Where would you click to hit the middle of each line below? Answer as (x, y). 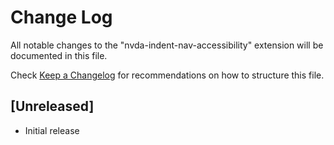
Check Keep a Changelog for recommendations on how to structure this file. (167, 75)
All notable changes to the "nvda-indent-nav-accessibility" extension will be (167, 45)
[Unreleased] (52, 106)
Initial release (52, 130)
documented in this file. (59, 55)
